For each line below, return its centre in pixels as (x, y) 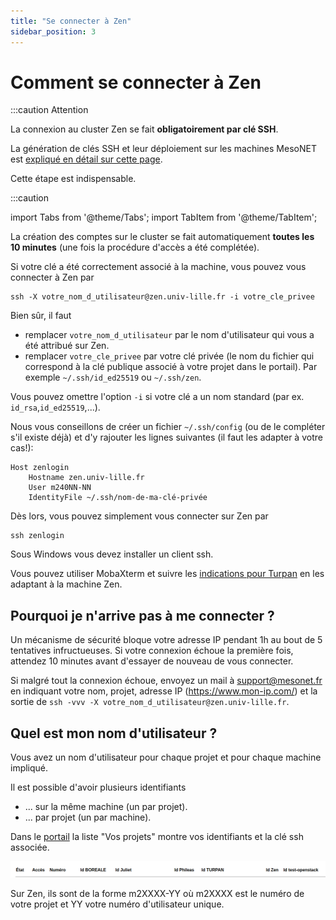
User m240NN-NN (60, 488)
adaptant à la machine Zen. (66, 584)
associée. (30, 847)
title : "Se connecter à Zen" (71, 21)
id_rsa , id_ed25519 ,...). (55, 407)
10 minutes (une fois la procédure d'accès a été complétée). (135, 247)
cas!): (22, 448)
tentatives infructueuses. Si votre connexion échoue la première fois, (152, 651)
